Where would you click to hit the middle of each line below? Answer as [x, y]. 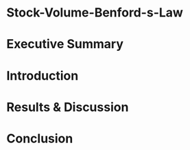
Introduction [43, 75]
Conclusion [40, 138]
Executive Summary [65, 44]
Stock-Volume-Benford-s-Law [95, 13]
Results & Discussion [68, 107]
